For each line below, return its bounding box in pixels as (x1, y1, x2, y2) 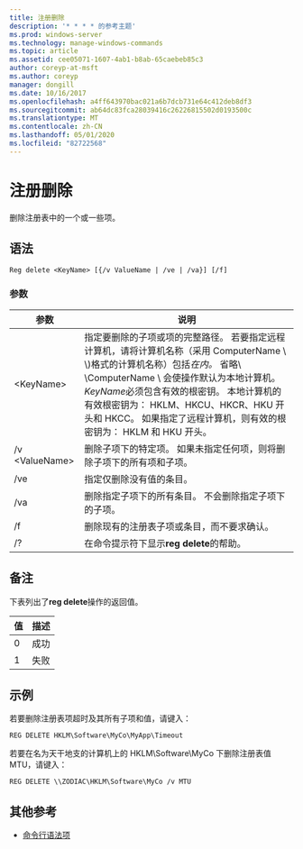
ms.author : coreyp (9, 72, 78, 81)
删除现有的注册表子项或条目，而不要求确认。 (84, 520, 274, 533)
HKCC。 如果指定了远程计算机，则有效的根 (105, 412, 287, 424)
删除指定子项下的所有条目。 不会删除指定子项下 (84, 489, 286, 502)
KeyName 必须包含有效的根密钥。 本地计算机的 (84, 385, 282, 397)
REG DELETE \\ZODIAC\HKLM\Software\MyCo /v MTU (9, 777, 192, 787)
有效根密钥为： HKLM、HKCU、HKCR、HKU (84, 398, 273, 411)
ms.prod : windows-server (9, 30, 103, 39)
